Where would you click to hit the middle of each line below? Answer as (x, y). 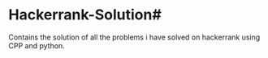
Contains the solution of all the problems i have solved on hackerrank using (134, 37)
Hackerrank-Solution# (85, 15)
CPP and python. (37, 45)
